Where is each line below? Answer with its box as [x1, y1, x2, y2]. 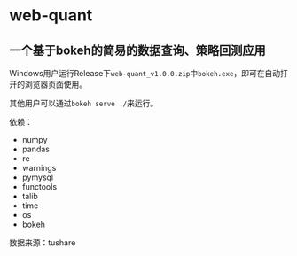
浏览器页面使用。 [24, 79, 87, 89]
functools [21, 182, 58, 191]
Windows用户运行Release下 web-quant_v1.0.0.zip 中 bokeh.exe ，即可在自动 [9, 68, 281, 78]
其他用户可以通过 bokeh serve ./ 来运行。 [9, 98, 159, 108]
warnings [21, 163, 57, 173]
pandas [21, 144, 51, 154]
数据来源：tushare [9, 237, 76, 248]
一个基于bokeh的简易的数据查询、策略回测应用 [9, 43, 266, 58]
